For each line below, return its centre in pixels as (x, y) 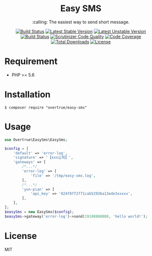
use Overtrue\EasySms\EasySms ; (36, 140)
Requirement (31, 62)
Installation (28, 95)
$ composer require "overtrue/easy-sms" (46, 108)
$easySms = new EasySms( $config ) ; (39, 212)
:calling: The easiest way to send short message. (81, 22)
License (21, 236)
